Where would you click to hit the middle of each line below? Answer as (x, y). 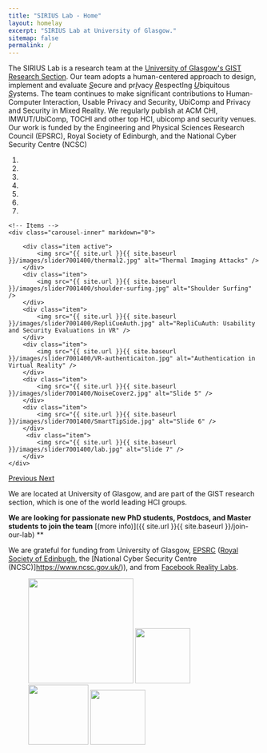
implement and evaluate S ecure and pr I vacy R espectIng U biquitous (119, 86)
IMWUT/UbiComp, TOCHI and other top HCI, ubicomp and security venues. (132, 119)
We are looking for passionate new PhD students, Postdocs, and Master (130, 518)
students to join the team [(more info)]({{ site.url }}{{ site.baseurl (116, 526)
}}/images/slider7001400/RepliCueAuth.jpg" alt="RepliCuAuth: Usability (132, 324)
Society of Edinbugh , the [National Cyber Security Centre (103, 559)
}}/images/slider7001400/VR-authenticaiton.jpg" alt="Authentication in (132, 359)
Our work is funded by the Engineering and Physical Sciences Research (127, 128)
